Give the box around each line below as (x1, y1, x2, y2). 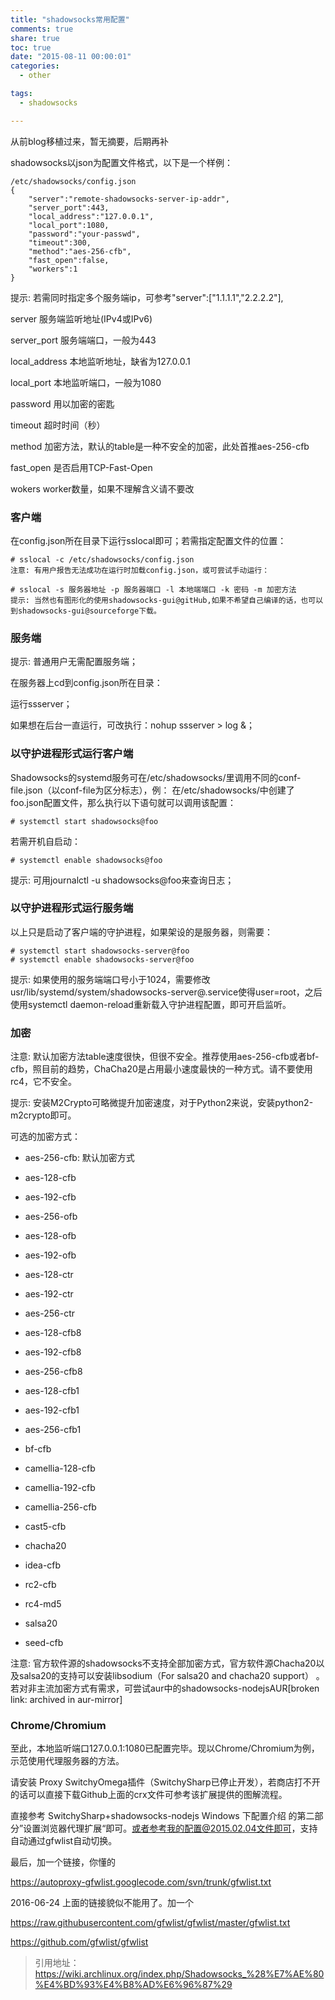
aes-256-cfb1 (24, 1424, 82, 1436)
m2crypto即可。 (10, 1109, 77, 1121)
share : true (10, 33, 60, 43)
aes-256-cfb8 (24, 1366, 83, 1378)
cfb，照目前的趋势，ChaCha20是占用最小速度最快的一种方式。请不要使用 (10, 1063, 313, 1075)
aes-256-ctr (24, 1307, 75, 1320)
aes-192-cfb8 (24, 1346, 82, 1358)
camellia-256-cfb (24, 1501, 97, 1513)
